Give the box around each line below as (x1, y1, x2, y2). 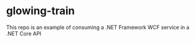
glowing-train (6, 4, 76, 18)
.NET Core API (6, 30, 42, 37)
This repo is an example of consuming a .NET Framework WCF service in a (6, 24, 190, 31)
